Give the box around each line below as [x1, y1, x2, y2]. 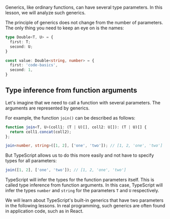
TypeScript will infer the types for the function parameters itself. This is [5, 177, 154, 183]
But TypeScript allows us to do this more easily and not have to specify [5, 152, 154, 159]
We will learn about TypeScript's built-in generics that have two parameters [5, 197, 164, 203]
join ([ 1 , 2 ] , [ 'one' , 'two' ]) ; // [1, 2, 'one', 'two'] [5, 167, 126, 173]
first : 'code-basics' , [10, 63, 58, 68]
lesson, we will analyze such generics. [5, 10, 86, 16]
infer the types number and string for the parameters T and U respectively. [5, 188, 159, 194]
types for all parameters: [5, 158, 57, 164]
